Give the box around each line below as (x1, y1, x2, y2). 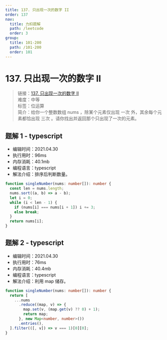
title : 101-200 (10, 40, 42, 45)
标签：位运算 (17, 103, 44, 109)
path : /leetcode (10, 26, 44, 31)
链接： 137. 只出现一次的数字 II (17, 90, 79, 96)
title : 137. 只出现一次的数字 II (5, 7, 69, 13)
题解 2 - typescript (5, 239, 64, 247)
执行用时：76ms (12, 259, 46, 265)
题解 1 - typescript (5, 131, 63, 140)
